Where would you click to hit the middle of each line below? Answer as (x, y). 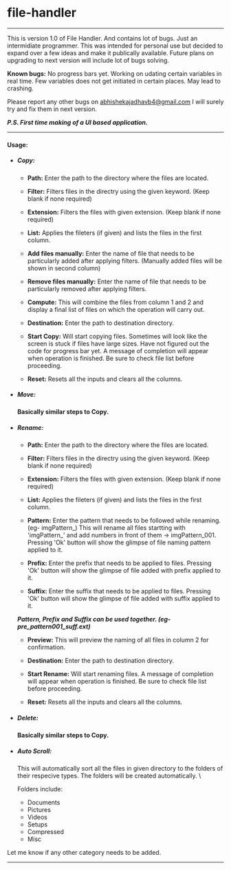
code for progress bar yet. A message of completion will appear (118, 350)
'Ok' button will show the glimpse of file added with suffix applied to (123, 599)
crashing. (21, 88)
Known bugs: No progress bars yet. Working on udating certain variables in (114, 73)
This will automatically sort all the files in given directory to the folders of (120, 769)
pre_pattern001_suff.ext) (54, 626)
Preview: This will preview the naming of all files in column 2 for (118, 640)
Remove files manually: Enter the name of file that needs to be (117, 281)
